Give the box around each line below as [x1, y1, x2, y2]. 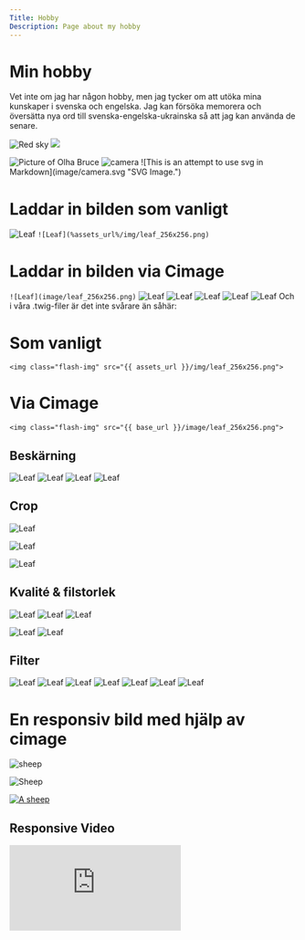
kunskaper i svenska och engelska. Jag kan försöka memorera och [9, 101, 262, 112]
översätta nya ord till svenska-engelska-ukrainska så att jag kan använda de [9, 110, 296, 121]
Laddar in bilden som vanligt [9, 198, 228, 219]
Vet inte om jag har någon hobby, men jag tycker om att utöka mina [9, 91, 262, 102]
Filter [9, 653, 40, 669]
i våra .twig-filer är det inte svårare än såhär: [9, 300, 177, 311]
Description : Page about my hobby [9, 22, 142, 31]
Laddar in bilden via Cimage [9, 261, 226, 281]
